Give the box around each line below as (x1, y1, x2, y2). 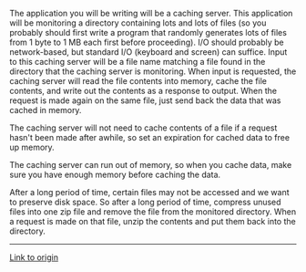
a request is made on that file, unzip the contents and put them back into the (9, 216, 296, 226)
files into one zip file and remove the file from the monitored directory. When (9, 206, 297, 217)
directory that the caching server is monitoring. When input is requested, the (9, 66, 297, 77)
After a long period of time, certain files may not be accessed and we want (9, 187, 290, 197)
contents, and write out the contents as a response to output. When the (9, 86, 278, 96)
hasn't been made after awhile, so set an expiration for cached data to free (9, 132, 290, 142)
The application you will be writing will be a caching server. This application (9, 8, 293, 18)
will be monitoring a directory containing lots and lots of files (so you (9, 17, 267, 28)
